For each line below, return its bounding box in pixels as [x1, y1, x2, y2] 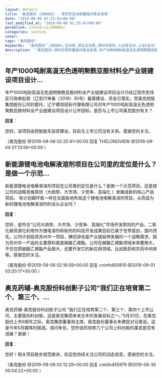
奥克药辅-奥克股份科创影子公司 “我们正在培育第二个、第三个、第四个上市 [5, 306, 149, 312]
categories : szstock [5, 30, 47, 34]
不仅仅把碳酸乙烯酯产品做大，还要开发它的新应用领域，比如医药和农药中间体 [5, 246, 157, 252]
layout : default [5, 7, 38, 12]
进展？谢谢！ [5, 331, 30, 336]
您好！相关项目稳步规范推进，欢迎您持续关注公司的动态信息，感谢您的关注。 [5, 351, 157, 357]
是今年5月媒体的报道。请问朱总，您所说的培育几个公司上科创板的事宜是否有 [5, 325, 156, 331]
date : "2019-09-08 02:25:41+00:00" [5, 16, 77, 21]
